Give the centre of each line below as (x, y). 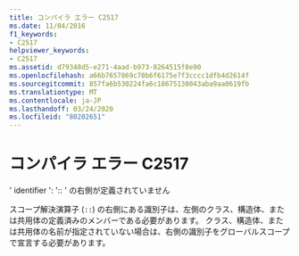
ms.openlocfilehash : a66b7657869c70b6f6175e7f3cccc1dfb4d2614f (129, 76)
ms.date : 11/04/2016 (48, 26)
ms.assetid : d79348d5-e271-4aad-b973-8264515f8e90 (105, 68)
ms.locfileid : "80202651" (57, 117)
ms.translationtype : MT (54, 92)
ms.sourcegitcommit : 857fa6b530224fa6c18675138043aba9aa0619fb (129, 84)
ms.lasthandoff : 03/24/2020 (62, 109)
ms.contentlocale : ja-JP (55, 100)
